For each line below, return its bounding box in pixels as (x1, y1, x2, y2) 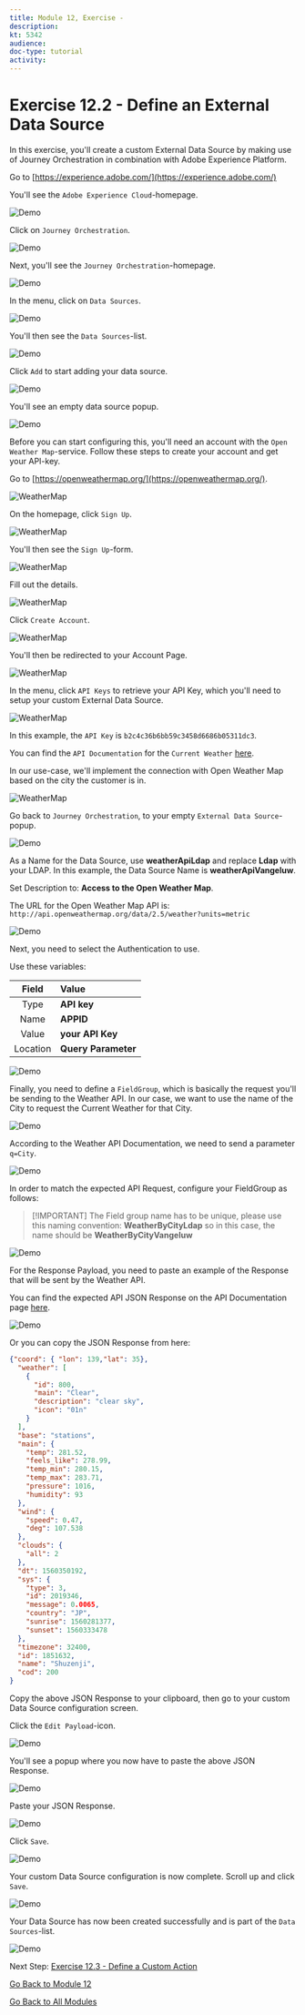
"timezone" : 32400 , (17, 1643, 92, 1652)
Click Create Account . (9, 614, 90, 625)
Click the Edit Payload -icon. (9, 1720, 117, 1731)
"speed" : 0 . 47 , (25, 1515, 84, 1525)
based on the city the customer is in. (9, 775, 147, 786)
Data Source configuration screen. (9, 1703, 139, 1714)
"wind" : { (17, 1507, 55, 1516)
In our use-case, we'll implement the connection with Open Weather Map (9, 765, 284, 776)
